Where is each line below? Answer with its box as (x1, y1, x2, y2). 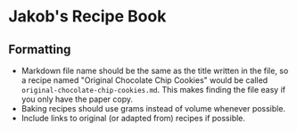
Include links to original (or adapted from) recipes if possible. (21, 113, 246, 123)
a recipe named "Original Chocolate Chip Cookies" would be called (21, 75, 268, 86)
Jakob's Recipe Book (8, 6, 167, 27)
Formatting (8, 42, 71, 57)
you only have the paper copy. (21, 94, 134, 104)
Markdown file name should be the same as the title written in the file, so (21, 65, 289, 76)
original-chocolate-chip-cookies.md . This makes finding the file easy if (21, 85, 286, 95)
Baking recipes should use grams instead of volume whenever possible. (21, 103, 286, 113)
